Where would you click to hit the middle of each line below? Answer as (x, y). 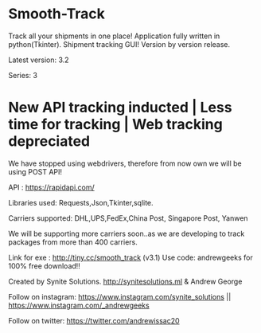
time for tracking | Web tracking (115, 125)
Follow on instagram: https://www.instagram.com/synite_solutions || (120, 296)
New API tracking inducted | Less (120, 108)
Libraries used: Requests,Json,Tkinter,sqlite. (81, 202)
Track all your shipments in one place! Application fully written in (114, 36)
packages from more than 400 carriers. (73, 242)
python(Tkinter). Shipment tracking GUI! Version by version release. (119, 44)
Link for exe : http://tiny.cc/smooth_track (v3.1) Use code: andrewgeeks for (130, 257)
